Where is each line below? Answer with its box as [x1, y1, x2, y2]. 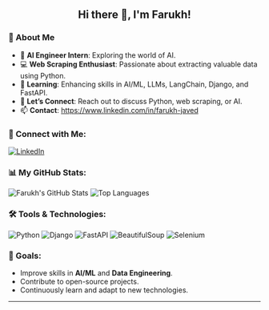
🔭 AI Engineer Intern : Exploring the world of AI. [19, 50, 176, 60]
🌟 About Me [8, 32, 55, 43]
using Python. [19, 70, 66, 80]
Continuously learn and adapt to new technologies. [19, 285, 189, 295]
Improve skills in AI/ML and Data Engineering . [19, 268, 174, 277]
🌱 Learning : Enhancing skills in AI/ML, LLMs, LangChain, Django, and [19, 79, 249, 89]
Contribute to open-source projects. [19, 276, 139, 286]
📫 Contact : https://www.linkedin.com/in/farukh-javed [19, 105, 199, 115]
